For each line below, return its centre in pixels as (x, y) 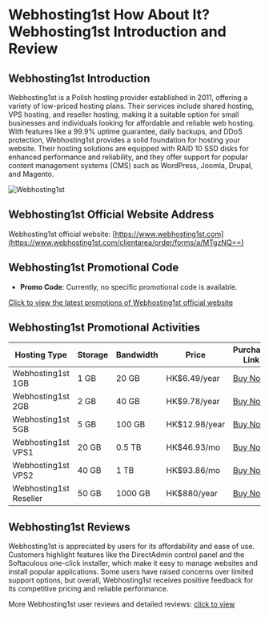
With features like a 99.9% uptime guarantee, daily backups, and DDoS (125, 131)
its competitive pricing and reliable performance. (88, 589)
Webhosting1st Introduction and (117, 32)
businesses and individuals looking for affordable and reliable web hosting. (132, 123)
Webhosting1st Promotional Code (94, 268)
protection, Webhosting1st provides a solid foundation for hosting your (124, 140)
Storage (93, 355)
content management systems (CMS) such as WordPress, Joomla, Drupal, (131, 165)
